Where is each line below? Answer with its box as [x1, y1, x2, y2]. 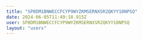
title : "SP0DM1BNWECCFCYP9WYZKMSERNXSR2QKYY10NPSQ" [6, 8, 138, 15]
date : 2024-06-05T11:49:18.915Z [6, 14, 87, 20]
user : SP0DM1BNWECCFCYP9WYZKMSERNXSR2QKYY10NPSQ [6, 19, 130, 25]
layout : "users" [6, 25, 47, 31]
